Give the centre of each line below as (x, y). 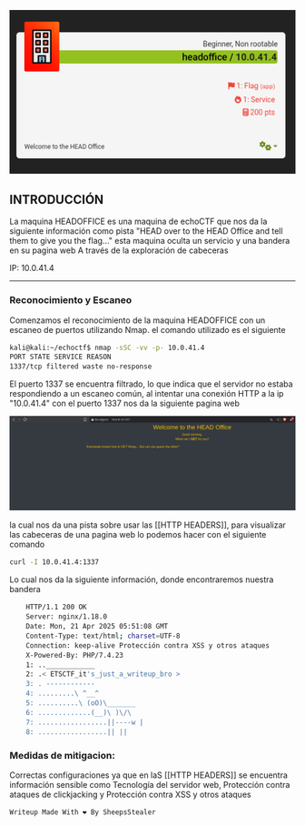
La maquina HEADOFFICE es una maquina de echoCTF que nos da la (138, 222)
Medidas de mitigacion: (62, 755)
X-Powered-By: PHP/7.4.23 (75, 655)
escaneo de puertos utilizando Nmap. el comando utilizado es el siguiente (148, 329)
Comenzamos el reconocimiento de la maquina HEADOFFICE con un (138, 320)
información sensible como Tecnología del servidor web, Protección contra (150, 784)
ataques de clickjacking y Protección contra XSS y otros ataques (130, 794)
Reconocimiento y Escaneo (71, 300)
